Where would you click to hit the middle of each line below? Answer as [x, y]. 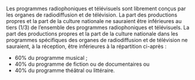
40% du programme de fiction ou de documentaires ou [82, 64]
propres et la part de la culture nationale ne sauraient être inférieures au [94, 21]
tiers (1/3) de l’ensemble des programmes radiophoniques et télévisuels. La [98, 27]
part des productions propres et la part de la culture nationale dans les [92, 34]
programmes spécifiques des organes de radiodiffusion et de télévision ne [97, 40]
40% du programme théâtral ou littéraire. [65, 70]
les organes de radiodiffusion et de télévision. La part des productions [92, 15]
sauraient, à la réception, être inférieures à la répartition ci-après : [87, 46]
